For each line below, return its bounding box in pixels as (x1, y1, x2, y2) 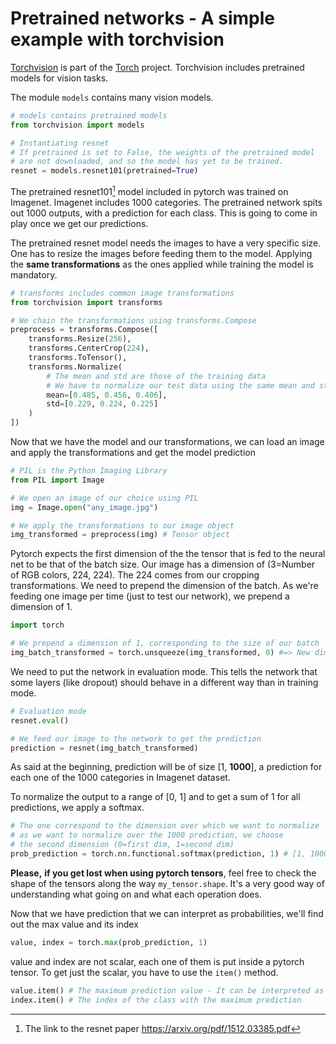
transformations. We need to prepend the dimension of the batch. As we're (10, 580, 319, 592)
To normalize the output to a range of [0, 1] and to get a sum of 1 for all (10, 791, 301, 803)
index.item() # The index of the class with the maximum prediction (10, 995, 302, 1005)
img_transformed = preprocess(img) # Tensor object (10, 530, 230, 540)
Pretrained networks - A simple (10, 7, 275, 30)
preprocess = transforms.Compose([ (10, 325, 159, 335)
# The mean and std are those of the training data (46, 371, 267, 381)
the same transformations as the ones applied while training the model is (10, 258, 314, 270)
